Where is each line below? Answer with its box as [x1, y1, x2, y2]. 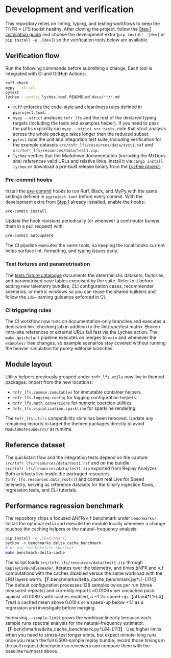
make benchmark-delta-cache [5, 550, 65, 555]
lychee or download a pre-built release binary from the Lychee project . [12, 163, 162, 169]
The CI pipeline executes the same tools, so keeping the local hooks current [5, 242, 165, 249]
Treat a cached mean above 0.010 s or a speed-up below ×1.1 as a [5, 599, 144, 605]
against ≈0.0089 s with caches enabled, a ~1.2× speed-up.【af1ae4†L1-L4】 [5, 593, 166, 599]
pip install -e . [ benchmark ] [5, 536, 67, 541]
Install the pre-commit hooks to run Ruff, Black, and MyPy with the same [5, 188, 157, 194]
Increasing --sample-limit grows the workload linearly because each [5, 614, 152, 621]
